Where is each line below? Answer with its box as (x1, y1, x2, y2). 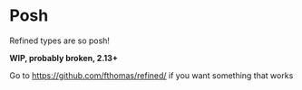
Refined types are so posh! (9, 35, 111, 46)
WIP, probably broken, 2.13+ (9, 52, 118, 63)
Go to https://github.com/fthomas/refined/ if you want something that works (9, 69, 294, 81)
